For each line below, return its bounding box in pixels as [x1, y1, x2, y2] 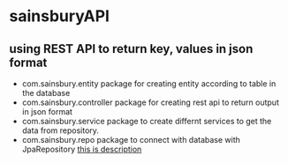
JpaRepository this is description [21, 144, 142, 154]
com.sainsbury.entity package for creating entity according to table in [21, 78, 277, 89]
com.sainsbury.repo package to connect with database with [21, 135, 241, 144]
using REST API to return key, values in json [9, 41, 254, 56]
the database [21, 88, 71, 98]
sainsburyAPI [9, 6, 110, 26]
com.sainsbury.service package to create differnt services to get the [21, 116, 272, 126]
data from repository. [21, 125, 100, 136]
